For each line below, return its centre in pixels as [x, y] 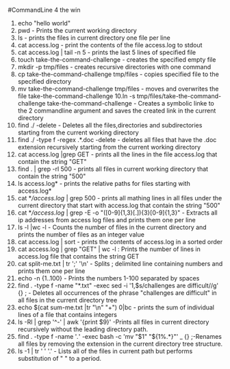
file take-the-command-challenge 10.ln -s [76, 96]
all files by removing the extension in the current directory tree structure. [120, 344]
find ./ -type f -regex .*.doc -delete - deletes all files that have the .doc [117, 140]
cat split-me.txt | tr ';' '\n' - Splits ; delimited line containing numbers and [120, 264]
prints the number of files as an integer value [81, 235]
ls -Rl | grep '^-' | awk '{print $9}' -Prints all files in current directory [113, 322]
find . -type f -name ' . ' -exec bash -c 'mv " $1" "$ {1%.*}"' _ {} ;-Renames [119, 336]
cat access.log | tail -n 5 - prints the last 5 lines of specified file [107, 52]
